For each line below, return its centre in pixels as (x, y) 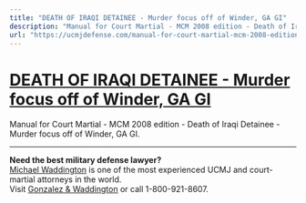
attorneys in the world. (79, 179)
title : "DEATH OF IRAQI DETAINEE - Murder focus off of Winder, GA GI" (148, 18)
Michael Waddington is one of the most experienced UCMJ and (128, 170)
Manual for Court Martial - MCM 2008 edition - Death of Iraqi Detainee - (145, 125)
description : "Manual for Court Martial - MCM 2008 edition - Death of (148, 26)
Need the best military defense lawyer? (86, 160)
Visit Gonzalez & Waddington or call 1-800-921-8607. (109, 189)
